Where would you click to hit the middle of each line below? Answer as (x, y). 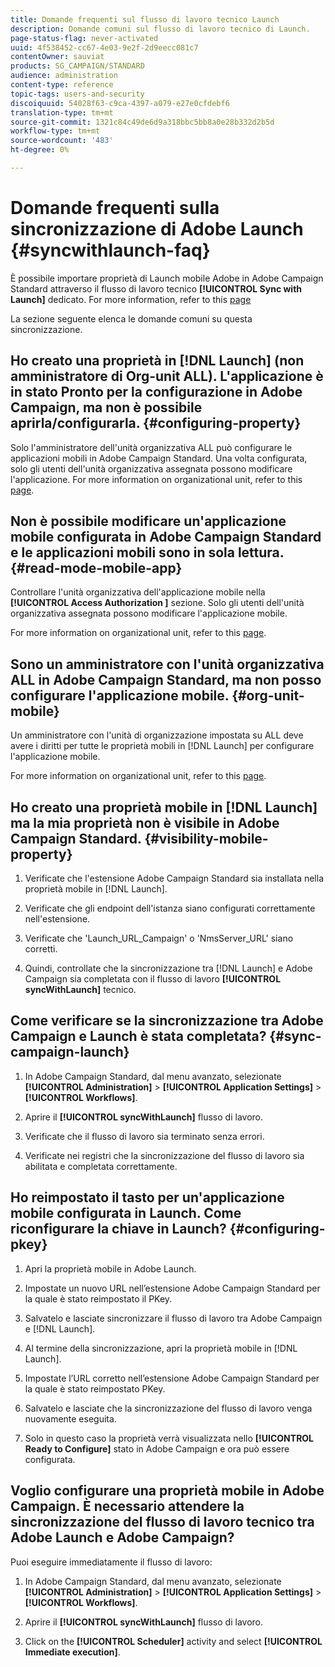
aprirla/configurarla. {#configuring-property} (156, 423)
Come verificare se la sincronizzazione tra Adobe (167, 1021)
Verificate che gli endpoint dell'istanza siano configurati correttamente (170, 908)
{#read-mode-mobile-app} (96, 568)
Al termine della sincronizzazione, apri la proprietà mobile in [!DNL (161, 1348)
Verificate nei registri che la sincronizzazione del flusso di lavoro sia (164, 1155)
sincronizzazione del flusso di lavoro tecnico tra (162, 1522)
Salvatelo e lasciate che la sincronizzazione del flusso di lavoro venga (168, 1408)
